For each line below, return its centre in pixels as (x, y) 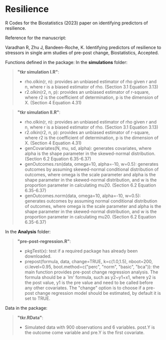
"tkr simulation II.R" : (39, 112)
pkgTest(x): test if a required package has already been (81, 251)
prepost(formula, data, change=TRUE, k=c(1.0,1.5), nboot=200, (89, 261)
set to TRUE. (37, 298)
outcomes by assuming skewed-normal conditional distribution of (92, 169)
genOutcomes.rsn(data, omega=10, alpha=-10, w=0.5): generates (91, 164)
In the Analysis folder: (28, 231)
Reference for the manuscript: (36, 38)
